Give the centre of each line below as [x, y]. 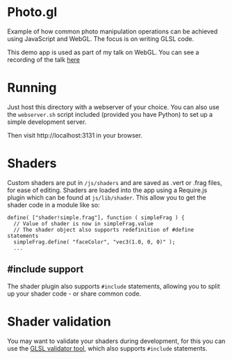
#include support [45, 270]
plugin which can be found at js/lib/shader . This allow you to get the [107, 197]
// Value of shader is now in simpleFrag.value [84, 223]
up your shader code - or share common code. [74, 294]
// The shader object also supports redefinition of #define [104, 230]
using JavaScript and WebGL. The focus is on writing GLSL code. [101, 38]
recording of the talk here [44, 59]
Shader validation [59, 321]
